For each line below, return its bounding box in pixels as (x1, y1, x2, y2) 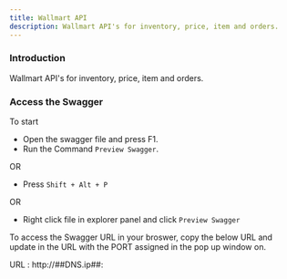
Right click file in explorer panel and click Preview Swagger (22, 214, 241, 225)
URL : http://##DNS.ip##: (9, 259, 104, 270)
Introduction (9, 52, 66, 65)
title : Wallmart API (9, 13, 88, 23)
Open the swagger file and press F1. (22, 134, 159, 145)
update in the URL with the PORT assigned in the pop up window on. (9, 242, 267, 253)
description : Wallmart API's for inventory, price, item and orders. (9, 22, 280, 31)
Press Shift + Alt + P (22, 179, 108, 190)
